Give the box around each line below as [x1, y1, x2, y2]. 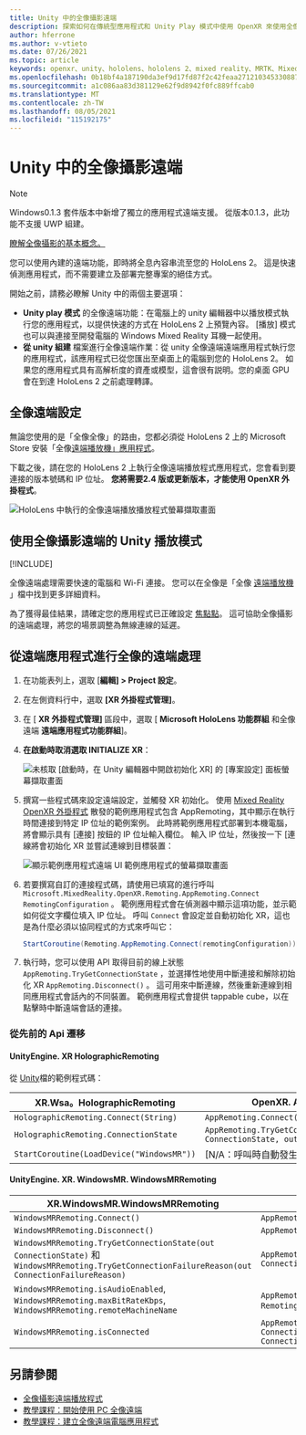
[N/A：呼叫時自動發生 [204, 1147, 298, 1160]
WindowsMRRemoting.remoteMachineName [14, 1304, 178, 1315]
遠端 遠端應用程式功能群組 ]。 [22, 725, 132, 736]
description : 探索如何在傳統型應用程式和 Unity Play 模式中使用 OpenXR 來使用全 [9, 22, 293, 31]
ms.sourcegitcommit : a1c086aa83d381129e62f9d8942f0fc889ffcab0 [9, 81, 255, 90]
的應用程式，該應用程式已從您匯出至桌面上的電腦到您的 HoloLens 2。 [22, 353, 284, 364]
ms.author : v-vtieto [9, 38, 88, 48]
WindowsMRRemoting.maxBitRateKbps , [14, 1294, 167, 1306]
